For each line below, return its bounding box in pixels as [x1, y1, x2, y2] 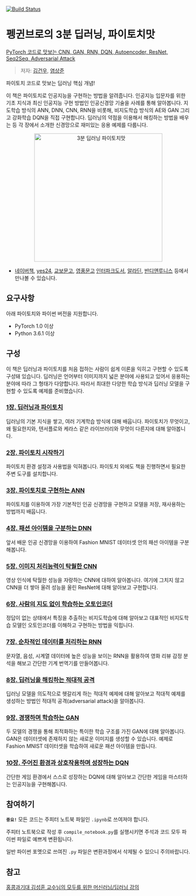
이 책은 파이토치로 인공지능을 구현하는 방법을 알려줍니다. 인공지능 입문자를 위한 [6, 91, 186, 99]
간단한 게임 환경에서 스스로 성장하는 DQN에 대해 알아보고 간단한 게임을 [6, 773, 168, 780]
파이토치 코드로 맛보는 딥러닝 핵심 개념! [6, 79, 95, 86]
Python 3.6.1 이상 [14, 330, 55, 337]
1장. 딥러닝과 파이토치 [6, 403, 63, 412]
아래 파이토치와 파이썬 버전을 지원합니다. [6, 310, 98, 317]
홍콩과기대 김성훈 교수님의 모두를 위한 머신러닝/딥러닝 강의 [6, 884, 139, 891]
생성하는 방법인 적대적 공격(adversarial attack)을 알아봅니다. [6, 697, 145, 704]
